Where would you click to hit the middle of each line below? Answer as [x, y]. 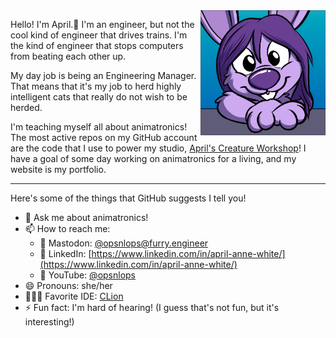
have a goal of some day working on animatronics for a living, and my [153, 158]
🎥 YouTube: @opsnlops [88, 275]
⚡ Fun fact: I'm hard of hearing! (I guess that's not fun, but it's [152, 307]
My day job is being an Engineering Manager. [103, 75]
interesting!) [49, 322]
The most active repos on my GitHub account [104, 137]
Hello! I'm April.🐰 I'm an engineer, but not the [102, 24]
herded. [26, 107]
